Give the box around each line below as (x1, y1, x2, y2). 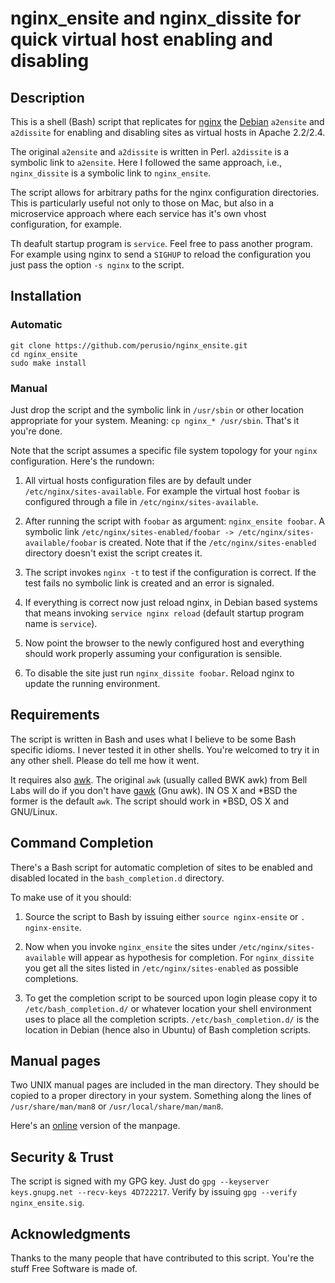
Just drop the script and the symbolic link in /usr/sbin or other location (10, 403, 305, 416)
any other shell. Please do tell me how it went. (10, 754, 200, 766)
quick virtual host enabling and (10, 28, 273, 51)
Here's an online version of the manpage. (10, 1120, 181, 1132)
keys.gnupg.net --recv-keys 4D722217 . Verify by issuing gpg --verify (10, 1186, 298, 1198)
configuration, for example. (10, 218, 122, 230)
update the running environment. (24, 677, 161, 689)
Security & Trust (10, 1148, 114, 1166)
